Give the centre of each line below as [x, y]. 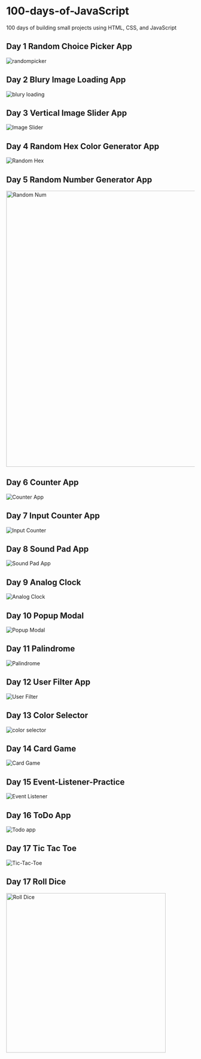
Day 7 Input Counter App [53, 516]
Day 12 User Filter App [48, 682]
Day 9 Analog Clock [44, 582]
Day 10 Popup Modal [45, 616]
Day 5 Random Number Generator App [79, 179]
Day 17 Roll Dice [36, 882]
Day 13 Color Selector [47, 715]
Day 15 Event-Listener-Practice [66, 782]
